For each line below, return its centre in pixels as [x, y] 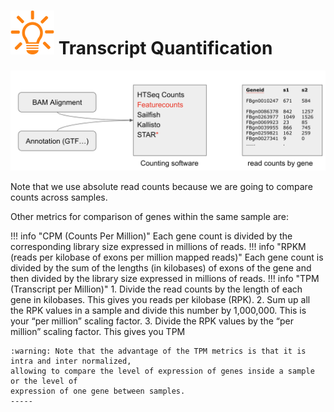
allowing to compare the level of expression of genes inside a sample [162, 371]
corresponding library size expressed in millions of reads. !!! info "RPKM [158, 247]
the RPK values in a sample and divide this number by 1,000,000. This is [158, 311]
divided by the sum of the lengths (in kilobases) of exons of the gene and [161, 268]
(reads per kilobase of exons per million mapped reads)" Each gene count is [167, 257]
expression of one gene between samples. [98, 391]
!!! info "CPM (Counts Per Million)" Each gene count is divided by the [151, 236]
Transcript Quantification [165, 48]
